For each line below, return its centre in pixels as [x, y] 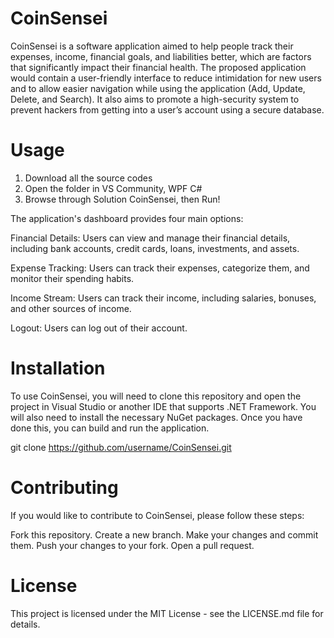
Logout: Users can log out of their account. [99, 328]
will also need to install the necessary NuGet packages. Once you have [156, 417]
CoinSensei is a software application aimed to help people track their [152, 46]
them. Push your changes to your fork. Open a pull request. [132, 545]
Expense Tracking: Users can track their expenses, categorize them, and [160, 268]
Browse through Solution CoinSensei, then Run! [122, 199]
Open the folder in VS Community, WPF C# [113, 188]
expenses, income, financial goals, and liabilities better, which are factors [161, 56]
